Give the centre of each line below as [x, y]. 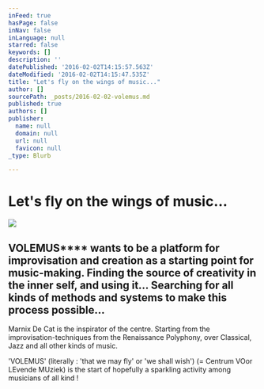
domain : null [37, 133]
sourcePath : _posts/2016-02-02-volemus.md [79, 97]
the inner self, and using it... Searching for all [121, 285]
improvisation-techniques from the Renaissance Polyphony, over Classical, [130, 337]
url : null [31, 141]
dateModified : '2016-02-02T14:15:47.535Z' [79, 74]
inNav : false [30, 30]
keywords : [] [30, 52]
